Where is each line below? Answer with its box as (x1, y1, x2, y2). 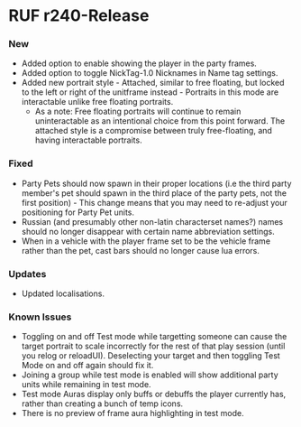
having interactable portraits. (34, 135, 142, 145)
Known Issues (8, 311, 72, 323)
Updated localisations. (21, 288, 105, 299)
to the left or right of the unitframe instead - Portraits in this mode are (21, 87, 279, 97)
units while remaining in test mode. (21, 379, 151, 390)
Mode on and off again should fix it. (21, 360, 154, 371)
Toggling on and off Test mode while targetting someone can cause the (21, 331, 287, 342)
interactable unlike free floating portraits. (21, 97, 174, 107)
